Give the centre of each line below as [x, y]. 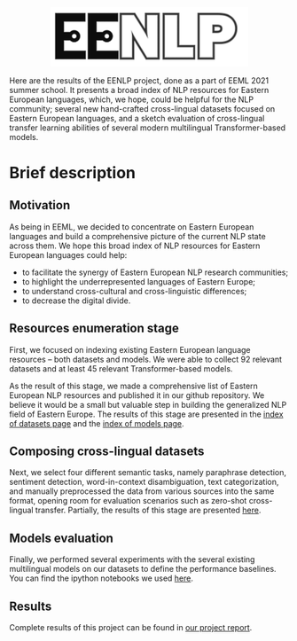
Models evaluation [61, 538]
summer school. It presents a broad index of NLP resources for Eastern [139, 90]
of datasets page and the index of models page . [97, 423]
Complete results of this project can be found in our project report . [131, 628]
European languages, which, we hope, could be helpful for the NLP [132, 99]
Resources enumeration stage [94, 328]
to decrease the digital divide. [76, 301]
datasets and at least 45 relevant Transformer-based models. [121, 368]
